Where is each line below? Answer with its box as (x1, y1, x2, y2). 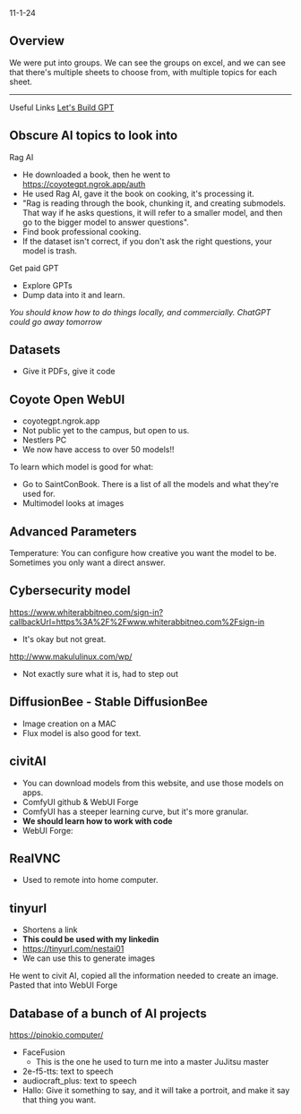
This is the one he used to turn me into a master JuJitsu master (35, 1056, 270, 1067)
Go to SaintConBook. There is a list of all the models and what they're (21, 479, 279, 490)
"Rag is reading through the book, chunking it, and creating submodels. (21, 197, 287, 209)
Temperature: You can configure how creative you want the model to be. (9, 548, 277, 559)
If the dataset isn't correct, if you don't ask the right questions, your (21, 236, 272, 246)
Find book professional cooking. (21, 226, 142, 236)
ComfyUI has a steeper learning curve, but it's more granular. (21, 806, 249, 817)
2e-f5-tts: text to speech (21, 1066, 114, 1076)
